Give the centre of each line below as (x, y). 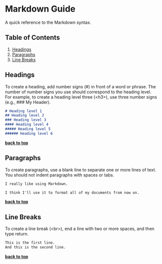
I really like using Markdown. (37, 184)
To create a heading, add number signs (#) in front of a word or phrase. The (81, 86)
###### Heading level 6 (29, 133)
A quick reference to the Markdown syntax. (48, 22)
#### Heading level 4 (27, 125)
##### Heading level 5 (28, 129)
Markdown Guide (40, 9)
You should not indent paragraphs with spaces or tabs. (60, 175)
